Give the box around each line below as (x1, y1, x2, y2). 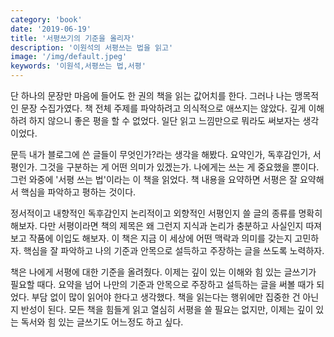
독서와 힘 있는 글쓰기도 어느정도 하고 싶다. (20, 316, 184, 328)
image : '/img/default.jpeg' (10, 52, 128, 62)
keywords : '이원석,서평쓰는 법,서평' (10, 61, 147, 71)
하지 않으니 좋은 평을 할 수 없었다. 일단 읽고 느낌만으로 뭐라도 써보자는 (28, 115, 301, 126)
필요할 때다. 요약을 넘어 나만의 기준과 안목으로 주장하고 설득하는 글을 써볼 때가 (10, 279, 315, 290)
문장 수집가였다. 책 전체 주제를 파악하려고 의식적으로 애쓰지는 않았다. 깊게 (20, 102, 307, 114)
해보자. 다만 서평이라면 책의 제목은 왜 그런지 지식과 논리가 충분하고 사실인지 (10, 220, 304, 231)
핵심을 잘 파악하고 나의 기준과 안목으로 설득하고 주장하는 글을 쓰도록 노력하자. (23, 245, 325, 256)
